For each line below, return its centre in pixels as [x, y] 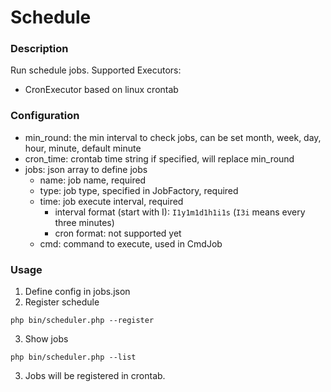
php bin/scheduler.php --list [73, 357]
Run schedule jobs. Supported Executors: [96, 70]
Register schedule [62, 302]
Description [39, 49]
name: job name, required [93, 180]
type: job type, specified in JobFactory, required [139, 190]
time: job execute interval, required [111, 201]
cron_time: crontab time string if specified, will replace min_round [159, 158]
